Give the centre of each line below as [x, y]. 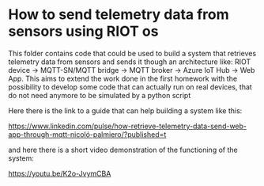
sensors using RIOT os [83, 31]
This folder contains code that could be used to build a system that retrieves [132, 53]
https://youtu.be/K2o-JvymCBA [60, 173]
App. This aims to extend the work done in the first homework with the [123, 78]
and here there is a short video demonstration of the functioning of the [123, 150]
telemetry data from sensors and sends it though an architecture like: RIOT [130, 62]
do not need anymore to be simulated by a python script [100, 95]
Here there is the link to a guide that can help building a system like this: [125, 110]
